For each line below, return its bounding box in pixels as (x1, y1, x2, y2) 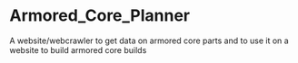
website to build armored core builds (9, 44, 147, 55)
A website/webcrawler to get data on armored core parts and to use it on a (9, 35, 289, 46)
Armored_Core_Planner (9, 5, 191, 26)
